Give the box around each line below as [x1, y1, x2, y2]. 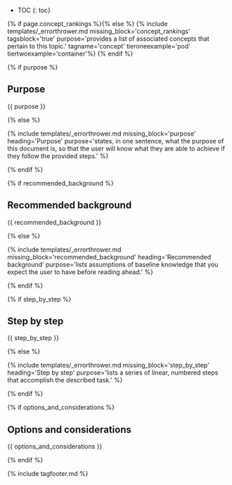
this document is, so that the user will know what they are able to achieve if [7, 144, 225, 153]
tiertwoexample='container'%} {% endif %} [7, 49, 134, 58]
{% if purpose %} [7, 63, 58, 71]
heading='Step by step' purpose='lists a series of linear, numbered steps [7, 368, 219, 377]
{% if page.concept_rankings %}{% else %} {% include [7, 20, 168, 27]
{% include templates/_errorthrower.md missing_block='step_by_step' [7, 361, 210, 370]
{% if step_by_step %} [7, 295, 72, 303]
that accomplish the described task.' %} [7, 376, 123, 384]
